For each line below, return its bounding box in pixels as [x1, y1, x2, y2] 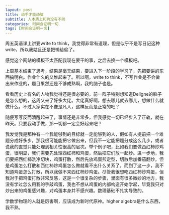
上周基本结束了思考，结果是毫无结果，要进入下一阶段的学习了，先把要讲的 [5, 68, 159, 74]
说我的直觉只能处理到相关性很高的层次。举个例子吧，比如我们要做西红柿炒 [5, 144, 159, 150]
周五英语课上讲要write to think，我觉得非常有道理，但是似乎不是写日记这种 [5, 41, 160, 47]
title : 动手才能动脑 [5, 12, 44, 17]
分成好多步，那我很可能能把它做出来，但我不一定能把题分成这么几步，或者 [9, 137, 164, 143]
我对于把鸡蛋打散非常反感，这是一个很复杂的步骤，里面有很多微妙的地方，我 [5, 175, 164, 181]
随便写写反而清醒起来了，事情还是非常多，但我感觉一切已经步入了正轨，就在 [5, 114, 164, 120]
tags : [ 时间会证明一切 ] [5, 26, 50, 31]
